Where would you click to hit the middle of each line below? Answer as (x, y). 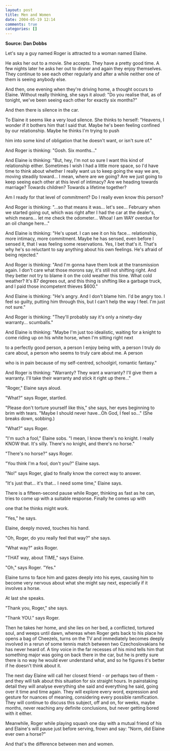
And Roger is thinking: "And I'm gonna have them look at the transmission (82, 265)
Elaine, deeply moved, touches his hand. (47, 528)
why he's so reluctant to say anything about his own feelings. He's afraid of (84, 250)
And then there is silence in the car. (42, 110)
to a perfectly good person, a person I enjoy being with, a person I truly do (83, 347)
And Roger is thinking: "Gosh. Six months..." (51, 150)
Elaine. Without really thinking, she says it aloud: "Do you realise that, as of (83, 95)
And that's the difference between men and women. (60, 744)
